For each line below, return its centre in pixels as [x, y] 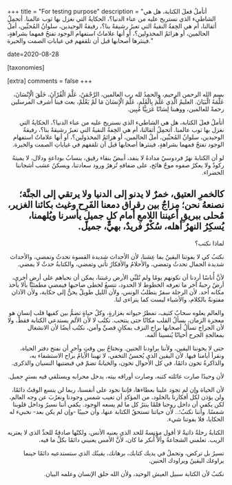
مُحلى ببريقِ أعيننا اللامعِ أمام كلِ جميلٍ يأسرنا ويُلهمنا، [126, 216]
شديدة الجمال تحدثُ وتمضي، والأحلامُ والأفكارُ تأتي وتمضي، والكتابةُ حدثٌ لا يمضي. [121, 264]
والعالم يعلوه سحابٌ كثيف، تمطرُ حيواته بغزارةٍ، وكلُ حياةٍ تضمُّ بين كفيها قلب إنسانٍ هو [116, 312]
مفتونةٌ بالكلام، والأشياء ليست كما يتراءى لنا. [169, 299]
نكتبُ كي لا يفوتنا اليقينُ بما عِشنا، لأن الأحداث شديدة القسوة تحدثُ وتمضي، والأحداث [117, 256]
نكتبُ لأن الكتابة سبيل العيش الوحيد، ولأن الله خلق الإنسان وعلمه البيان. [134, 473]
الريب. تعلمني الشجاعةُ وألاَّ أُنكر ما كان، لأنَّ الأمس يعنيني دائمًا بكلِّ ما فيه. [131, 439]
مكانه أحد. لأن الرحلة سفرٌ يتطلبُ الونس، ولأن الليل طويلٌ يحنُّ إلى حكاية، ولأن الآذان [118, 292]
